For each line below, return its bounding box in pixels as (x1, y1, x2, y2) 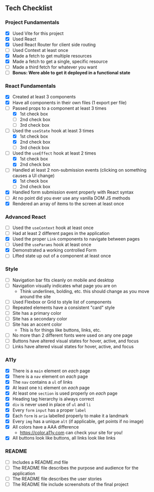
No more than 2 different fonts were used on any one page (12, 332, 133, 338)
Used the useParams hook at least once (12, 242, 91, 247)
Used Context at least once (12, 47, 69, 53)
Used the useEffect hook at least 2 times (12, 150, 96, 156)
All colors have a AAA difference (12, 424, 79, 430)
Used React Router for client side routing (12, 41, 96, 47)
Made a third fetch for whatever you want (12, 64, 97, 70)
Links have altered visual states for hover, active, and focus (12, 344, 134, 350)
